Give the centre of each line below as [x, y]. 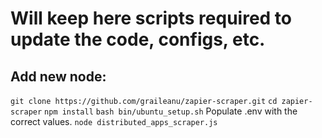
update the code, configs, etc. [138, 39]
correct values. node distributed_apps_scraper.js [114, 121]
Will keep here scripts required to [151, 18]
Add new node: [58, 76]
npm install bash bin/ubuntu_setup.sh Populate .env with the [171, 111]
